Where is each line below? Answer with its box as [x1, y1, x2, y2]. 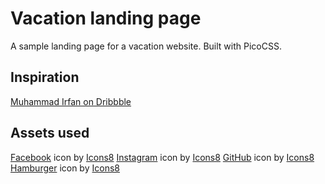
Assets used [10, 125, 90, 142]
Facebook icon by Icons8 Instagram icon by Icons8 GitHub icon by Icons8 [10, 151, 315, 163]
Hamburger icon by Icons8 [10, 162, 120, 174]
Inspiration [10, 69, 80, 86]
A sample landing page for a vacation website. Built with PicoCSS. [10, 40, 282, 52]
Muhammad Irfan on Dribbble [10, 95, 132, 107]
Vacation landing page [10, 7, 202, 30]
